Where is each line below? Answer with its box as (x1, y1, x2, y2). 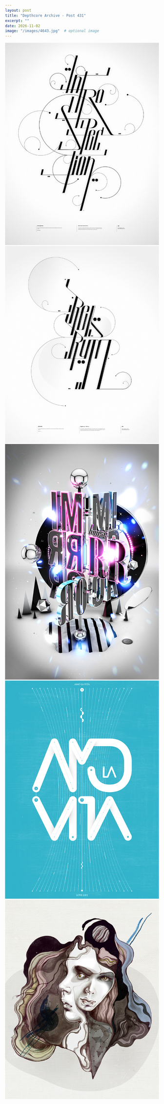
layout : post (5, 8, 32, 13)
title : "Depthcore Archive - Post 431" (5, 13, 86, 18)
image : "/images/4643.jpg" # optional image (5, 28, 99, 34)
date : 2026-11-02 (5, 23, 41, 28)
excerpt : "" (5, 18, 29, 23)
